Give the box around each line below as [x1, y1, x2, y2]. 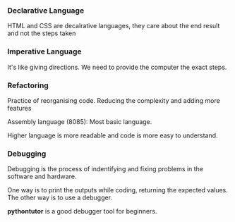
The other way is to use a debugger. [7, 193, 113, 202]
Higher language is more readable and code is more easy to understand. [7, 131, 218, 140]
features [7, 104, 32, 112]
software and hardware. [7, 172, 77, 181]
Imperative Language [7, 47, 83, 56]
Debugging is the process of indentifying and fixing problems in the [7, 165, 203, 173]
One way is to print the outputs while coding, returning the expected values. [7, 186, 228, 195]
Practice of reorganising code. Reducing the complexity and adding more [7, 96, 220, 104]
